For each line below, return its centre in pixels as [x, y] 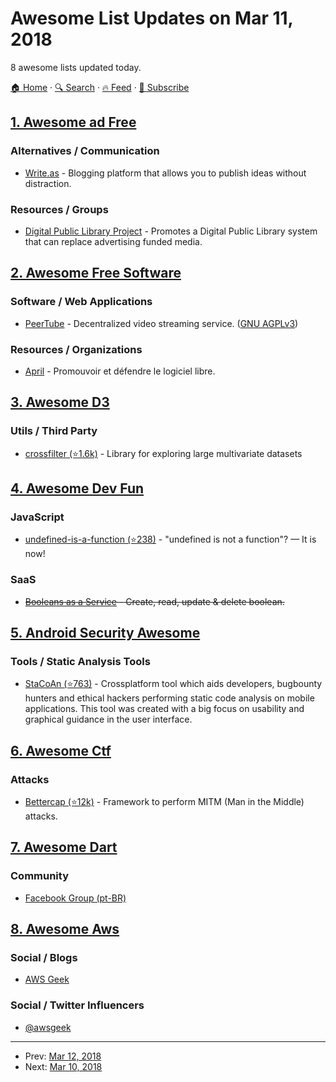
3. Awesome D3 [60, 402]
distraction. [48, 183]
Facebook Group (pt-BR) [75, 898]
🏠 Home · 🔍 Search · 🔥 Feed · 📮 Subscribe [100, 87]
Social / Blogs [44, 957]
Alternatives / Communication [85, 151]
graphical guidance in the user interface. [108, 719]
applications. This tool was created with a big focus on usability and [164, 709]
